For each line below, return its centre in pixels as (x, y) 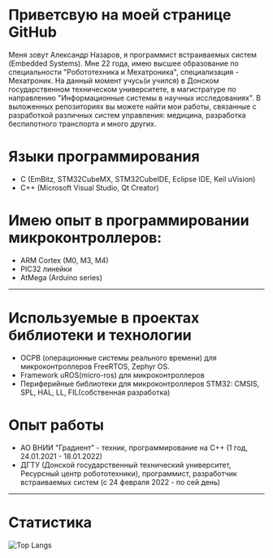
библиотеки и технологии (100, 335)
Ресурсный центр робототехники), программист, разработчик (128, 474)
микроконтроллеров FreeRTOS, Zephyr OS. (95, 366)
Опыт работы (56, 425)
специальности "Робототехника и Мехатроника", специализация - (124, 71)
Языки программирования (104, 157)
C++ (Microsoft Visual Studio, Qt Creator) (90, 188)
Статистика (50, 522)
